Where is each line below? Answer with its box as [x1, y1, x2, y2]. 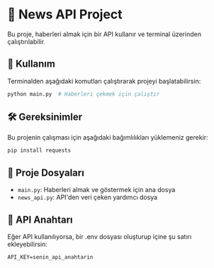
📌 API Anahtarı [7, 213, 73, 225]
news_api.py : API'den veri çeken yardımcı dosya [17, 193, 158, 201]
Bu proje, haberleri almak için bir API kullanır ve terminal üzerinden [7, 30, 202, 38]
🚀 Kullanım [7, 58, 55, 70]
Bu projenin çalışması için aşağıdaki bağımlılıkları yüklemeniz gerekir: [7, 133, 208, 142]
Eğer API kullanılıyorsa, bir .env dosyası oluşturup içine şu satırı [7, 232, 192, 240]
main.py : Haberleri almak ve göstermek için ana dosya [17, 186, 176, 194]
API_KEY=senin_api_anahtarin [7, 253, 94, 261]
